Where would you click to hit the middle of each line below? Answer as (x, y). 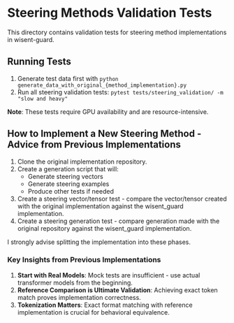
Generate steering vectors (65, 176)
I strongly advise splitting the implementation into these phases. (99, 242)
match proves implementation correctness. (79, 297)
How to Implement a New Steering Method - (104, 134)
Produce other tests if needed (71, 191)
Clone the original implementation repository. (82, 161)
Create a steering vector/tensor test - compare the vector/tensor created (122, 199)
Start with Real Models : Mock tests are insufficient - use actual (109, 275)
